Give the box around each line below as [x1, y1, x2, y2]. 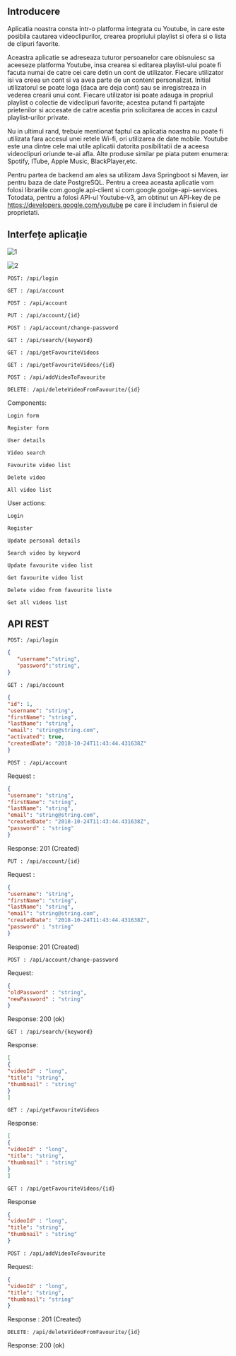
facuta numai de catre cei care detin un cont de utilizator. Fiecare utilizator [7, 68, 224, 76]
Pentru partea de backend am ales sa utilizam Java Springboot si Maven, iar [7, 170, 229, 179]
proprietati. [7, 208, 40, 216]
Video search [7, 449, 46, 456]
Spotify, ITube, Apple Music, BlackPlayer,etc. [7, 157, 138, 165]
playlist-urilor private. [7, 113, 70, 122]
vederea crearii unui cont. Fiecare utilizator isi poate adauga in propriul [7, 90, 213, 99]
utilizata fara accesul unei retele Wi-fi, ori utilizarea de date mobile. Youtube [7, 134, 228, 143]
